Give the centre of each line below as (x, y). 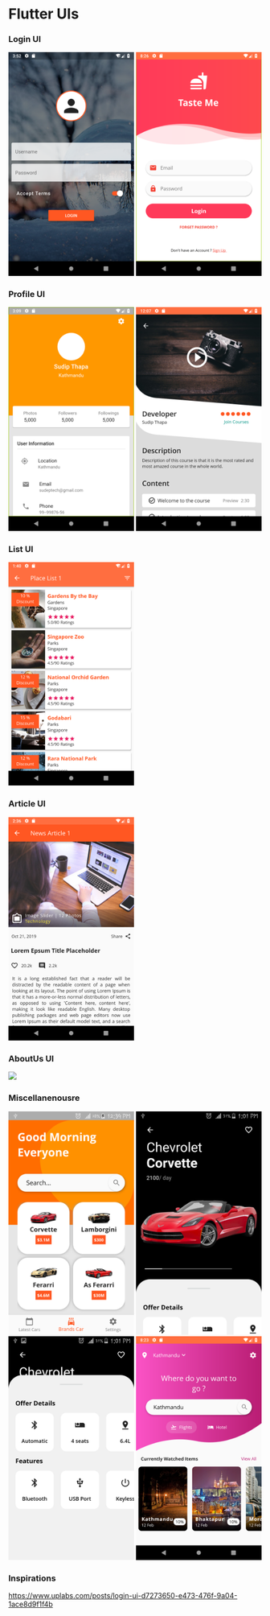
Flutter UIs (44, 14)
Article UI (27, 804)
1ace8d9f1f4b (31, 1604)
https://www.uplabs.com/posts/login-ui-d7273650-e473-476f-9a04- (123, 1595)
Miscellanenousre (44, 1098)
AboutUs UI (31, 1059)
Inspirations (32, 1578)
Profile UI (27, 294)
